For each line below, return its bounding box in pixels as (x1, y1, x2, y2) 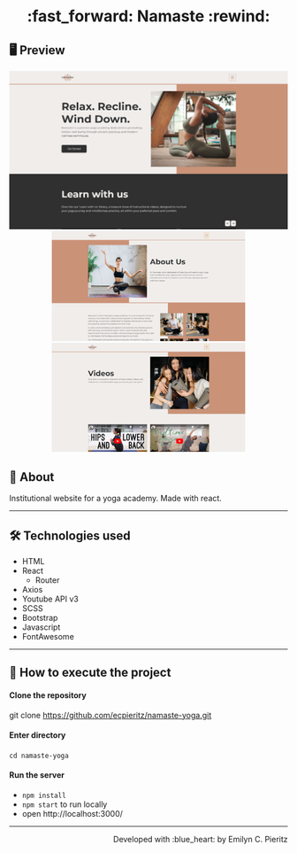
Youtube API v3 (21, 593, 80, 604)
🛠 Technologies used (9, 528, 131, 543)
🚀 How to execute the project (9, 665, 171, 680)
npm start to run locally (21, 799, 108, 810)
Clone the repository (9, 690, 87, 701)
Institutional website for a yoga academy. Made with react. (9, 493, 223, 504)
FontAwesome (21, 632, 75, 642)
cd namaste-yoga (9, 751, 69, 760)
